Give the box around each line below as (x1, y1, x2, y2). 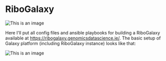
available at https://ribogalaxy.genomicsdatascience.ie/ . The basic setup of (5, 35, 161, 41)
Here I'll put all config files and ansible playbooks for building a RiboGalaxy (5, 29, 160, 35)
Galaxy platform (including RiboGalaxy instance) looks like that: (5, 40, 136, 46)
